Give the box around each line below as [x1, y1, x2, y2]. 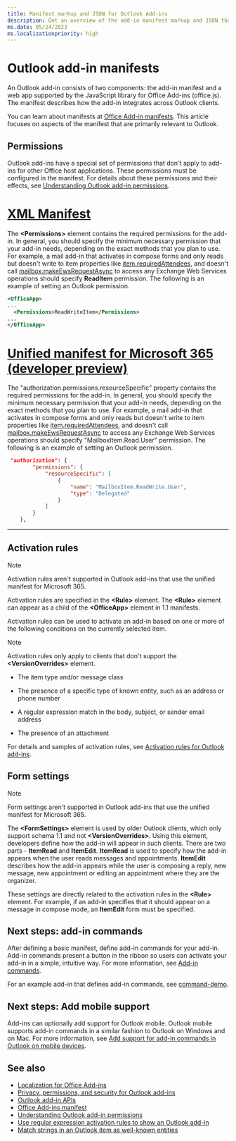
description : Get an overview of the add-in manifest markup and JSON [7, 17, 218, 24]
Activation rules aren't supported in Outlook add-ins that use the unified [7, 574, 216, 583]
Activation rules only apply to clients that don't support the [7, 651, 177, 660]
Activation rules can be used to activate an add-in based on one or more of [7, 617, 225, 625]
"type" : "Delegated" [70, 490, 131, 497]
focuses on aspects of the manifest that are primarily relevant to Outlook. [7, 120, 219, 128]
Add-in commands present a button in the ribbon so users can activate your [7, 951, 227, 960]
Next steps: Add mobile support [7, 1000, 150, 1012]
